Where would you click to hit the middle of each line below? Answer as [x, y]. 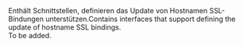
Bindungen [26, 19]
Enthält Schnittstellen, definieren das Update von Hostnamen [108, 11]
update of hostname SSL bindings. [65, 27]
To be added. [30, 35]
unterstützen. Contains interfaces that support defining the [140, 19]
